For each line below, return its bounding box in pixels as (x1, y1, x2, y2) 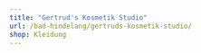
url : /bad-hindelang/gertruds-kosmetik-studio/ (9, 22, 193, 31)
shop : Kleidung (9, 30, 67, 39)
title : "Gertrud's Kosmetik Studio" (9, 13, 148, 22)
